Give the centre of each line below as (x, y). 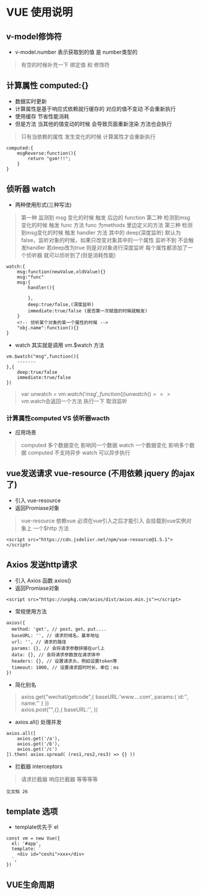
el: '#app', (27, 844)
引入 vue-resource (38, 500)
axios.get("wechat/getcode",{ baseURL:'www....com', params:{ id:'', (105, 696)
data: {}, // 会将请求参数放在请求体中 (56, 655)
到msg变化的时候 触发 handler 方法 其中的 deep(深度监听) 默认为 (101, 232)
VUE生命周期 (30, 884)
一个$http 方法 (51, 528)
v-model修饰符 (34, 36)
